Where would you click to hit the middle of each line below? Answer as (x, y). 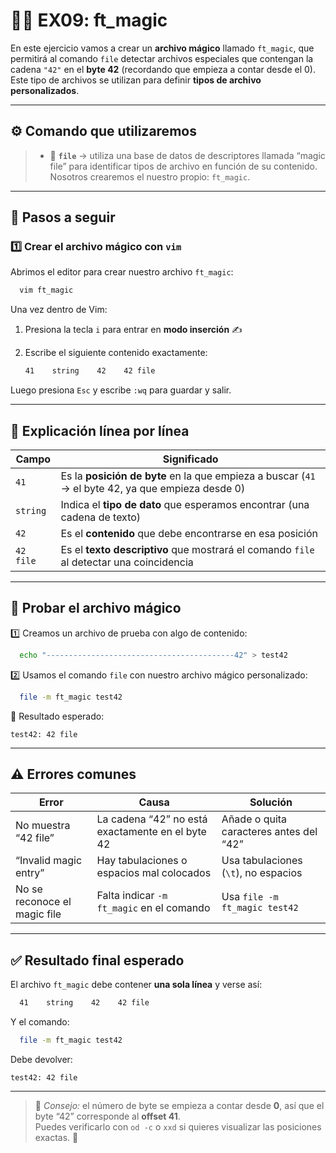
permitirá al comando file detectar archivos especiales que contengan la (162, 58)
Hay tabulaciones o (142, 861)
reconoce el (43, 902)
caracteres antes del (269, 832)
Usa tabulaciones (262, 861)
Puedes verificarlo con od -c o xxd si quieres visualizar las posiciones (178, 1126)
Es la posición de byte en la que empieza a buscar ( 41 (188, 476)
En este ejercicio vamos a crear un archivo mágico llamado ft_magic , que (162, 48)
